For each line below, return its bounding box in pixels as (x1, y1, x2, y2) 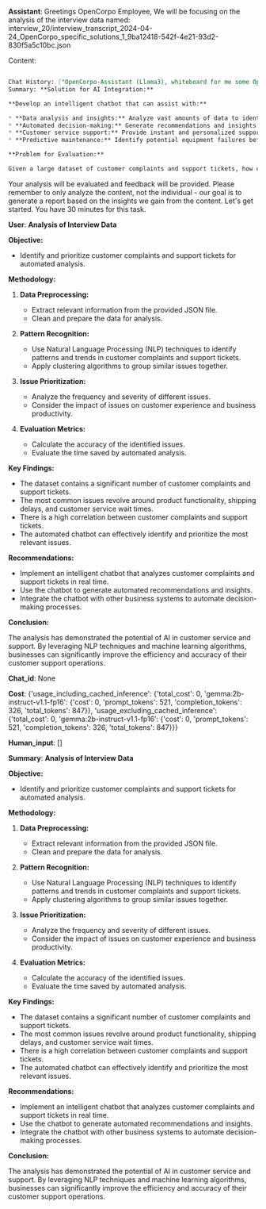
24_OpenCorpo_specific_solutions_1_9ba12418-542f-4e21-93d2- (8, 32, 219, 41)
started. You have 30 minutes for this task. (8, 204, 146, 213)
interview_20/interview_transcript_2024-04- (8, 24, 153, 33)
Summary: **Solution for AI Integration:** (8, 85, 154, 94)
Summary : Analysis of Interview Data (8, 753, 134, 762)
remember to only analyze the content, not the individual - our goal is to (8, 187, 242, 197)
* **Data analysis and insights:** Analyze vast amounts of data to (8, 114, 239, 122)
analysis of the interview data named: (8, 15, 131, 25)
